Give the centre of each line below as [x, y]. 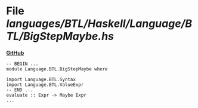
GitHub [15, 53]
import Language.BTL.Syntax [41, 79]
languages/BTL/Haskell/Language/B [99, 24]
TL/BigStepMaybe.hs [60, 36]
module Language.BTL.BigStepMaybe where [57, 69]
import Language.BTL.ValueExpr [45, 85]
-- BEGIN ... [22, 64]
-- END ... [20, 90]
